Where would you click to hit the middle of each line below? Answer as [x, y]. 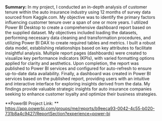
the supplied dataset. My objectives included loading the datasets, [71, 33]
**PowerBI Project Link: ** [32, 103]
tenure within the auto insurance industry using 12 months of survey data [78, 12]
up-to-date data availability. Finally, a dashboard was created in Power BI [78, 74]
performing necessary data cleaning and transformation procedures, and [78, 38]
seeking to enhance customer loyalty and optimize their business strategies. [81, 94]
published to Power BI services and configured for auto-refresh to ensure [78, 68]
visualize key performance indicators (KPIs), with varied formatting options [80, 58]
